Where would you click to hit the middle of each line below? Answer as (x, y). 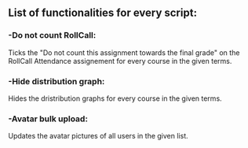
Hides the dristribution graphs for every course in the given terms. (115, 98)
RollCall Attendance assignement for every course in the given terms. (120, 61)
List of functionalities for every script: (103, 13)
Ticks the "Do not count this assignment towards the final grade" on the (124, 52)
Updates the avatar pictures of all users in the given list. (98, 136)
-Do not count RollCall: (52, 35)
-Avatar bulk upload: (48, 119)
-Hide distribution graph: (57, 81)
